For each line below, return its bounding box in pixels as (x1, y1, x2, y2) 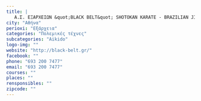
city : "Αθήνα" (6, 20, 42, 26)
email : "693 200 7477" (6, 64, 63, 70)
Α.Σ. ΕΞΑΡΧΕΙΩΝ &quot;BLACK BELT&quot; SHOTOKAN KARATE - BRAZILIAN (14, 14, 188, 20)
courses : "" (6, 70, 36, 75)
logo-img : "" (6, 42, 39, 48)
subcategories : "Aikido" (6, 36, 68, 42)
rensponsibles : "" (6, 81, 52, 87)
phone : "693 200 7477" (6, 58, 63, 64)
